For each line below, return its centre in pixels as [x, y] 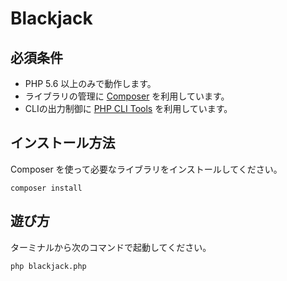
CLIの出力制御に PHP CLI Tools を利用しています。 [128, 108]
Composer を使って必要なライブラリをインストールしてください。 [146, 169]
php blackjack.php [48, 266]
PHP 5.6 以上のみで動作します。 [90, 83]
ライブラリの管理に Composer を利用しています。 [127, 96]
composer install [46, 188]
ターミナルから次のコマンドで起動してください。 [111, 247]
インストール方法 [63, 143]
